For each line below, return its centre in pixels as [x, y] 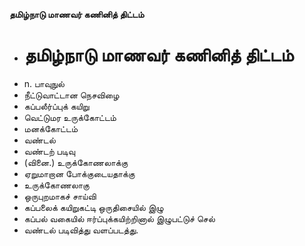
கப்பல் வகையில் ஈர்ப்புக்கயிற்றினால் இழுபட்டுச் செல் [119, 218]
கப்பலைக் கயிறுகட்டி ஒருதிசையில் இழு [93, 207]
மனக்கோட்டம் [51, 128]
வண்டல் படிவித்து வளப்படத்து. [81, 230]
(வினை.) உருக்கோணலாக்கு [76, 162]
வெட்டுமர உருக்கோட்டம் [70, 117]
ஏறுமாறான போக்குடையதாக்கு [79, 173]
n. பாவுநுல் [44, 83]
